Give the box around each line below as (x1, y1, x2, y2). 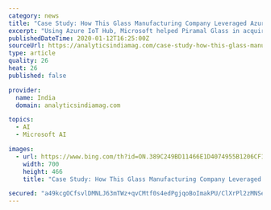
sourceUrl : (8, 42, 45, 50)
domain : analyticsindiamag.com (15, 101, 121, 109)
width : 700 (23, 160, 60, 168)
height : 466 (23, 167, 63, 175)
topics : (8, 116, 35, 124)
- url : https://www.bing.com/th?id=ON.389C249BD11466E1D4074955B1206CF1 (15, 152, 265, 161)
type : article (8, 49, 56, 57)
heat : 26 (8, 64, 38, 72)
